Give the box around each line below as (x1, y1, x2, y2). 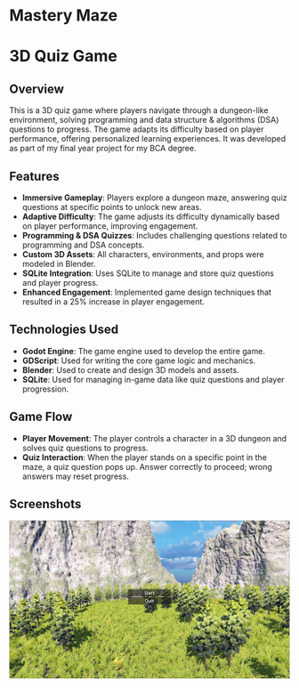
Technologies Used (9, 322, 118, 337)
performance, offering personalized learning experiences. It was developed (9, 134, 287, 144)
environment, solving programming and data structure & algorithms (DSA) (9, 115, 279, 125)
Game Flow (9, 409, 73, 425)
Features (9, 168, 60, 183)
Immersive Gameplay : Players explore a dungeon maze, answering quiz (21, 192, 287, 203)
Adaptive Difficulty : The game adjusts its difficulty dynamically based (21, 211, 280, 222)
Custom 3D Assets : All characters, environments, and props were (21, 249, 264, 259)
